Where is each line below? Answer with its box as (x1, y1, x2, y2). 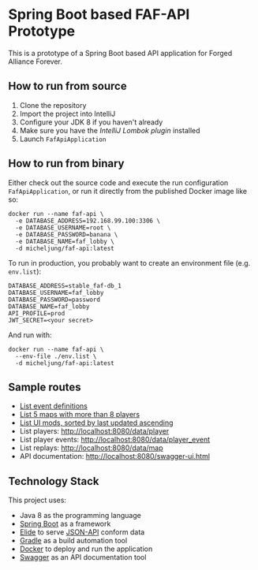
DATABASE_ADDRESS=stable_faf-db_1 (8, 281, 122, 289)
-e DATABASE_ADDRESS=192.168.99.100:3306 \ (15, 217, 160, 225)
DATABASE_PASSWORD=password (8, 296, 101, 304)
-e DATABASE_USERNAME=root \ (15, 223, 111, 232)
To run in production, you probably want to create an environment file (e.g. (8, 258, 251, 267)
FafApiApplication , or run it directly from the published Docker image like (8, 186, 248, 196)
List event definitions (19, 401, 88, 411)
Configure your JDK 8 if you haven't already (19, 117, 163, 127)
